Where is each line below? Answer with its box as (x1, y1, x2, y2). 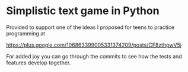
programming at (6, 30, 46, 37)
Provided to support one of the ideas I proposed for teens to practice (6, 24, 175, 31)
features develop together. (6, 59, 71, 66)
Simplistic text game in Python (6, 4, 160, 18)
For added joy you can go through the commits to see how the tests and (6, 53, 182, 60)
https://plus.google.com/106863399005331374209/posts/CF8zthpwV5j (6, 41, 182, 48)
